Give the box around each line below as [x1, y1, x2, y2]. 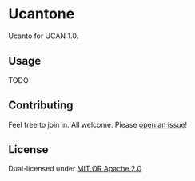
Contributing [8, 99, 74, 112]
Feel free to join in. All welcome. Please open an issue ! [8, 120, 188, 129]
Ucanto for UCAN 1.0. [8, 31, 79, 41]
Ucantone [8, 5, 75, 23]
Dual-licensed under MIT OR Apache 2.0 [8, 164, 142, 174]
